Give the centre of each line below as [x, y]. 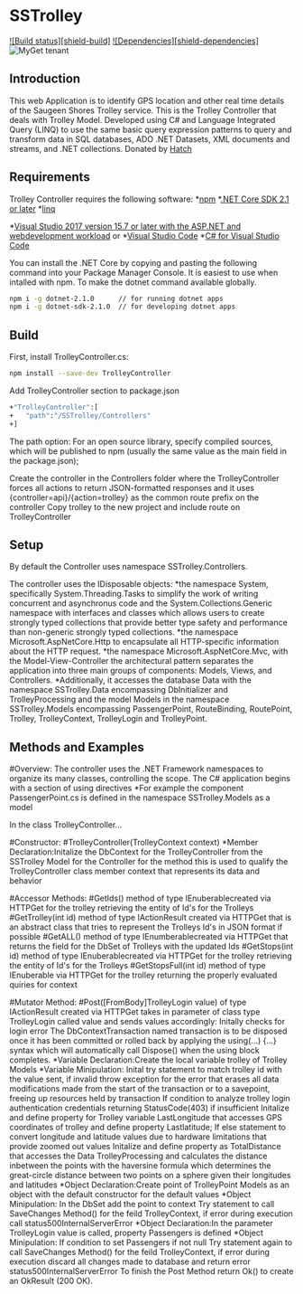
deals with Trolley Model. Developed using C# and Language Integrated [142, 119]
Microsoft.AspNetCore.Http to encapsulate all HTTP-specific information [144, 642]
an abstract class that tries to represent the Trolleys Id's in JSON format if [146, 927]
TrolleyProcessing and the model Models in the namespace [119, 699]
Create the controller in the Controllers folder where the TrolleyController [144, 478]
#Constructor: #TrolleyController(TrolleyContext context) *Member [134, 843]
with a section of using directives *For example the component [127, 789]
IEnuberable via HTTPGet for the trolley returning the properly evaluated [143, 975]
